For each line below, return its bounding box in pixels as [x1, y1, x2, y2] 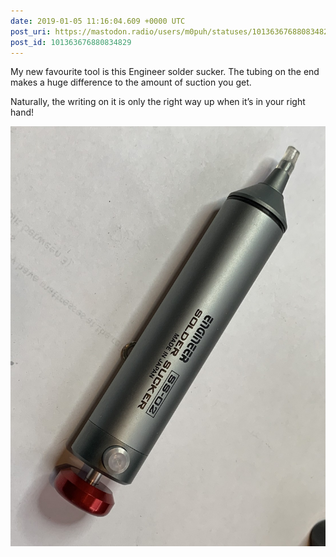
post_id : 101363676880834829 [10, 37, 132, 47]
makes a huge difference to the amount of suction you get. [10, 76, 252, 89]
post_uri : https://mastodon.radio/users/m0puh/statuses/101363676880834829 [10, 26, 333, 37]
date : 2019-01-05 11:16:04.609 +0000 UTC [10, 16, 186, 26]
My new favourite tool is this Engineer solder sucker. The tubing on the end [10, 66, 320, 78]
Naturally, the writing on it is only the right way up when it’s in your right [10, 96, 306, 108]
